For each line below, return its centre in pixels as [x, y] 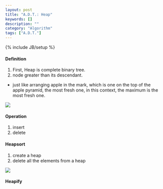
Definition [16, 58]
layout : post [19, 10]
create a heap [27, 155]
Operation [16, 116]
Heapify [14, 181]
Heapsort [15, 144]
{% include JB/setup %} [30, 47]
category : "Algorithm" [29, 28]
